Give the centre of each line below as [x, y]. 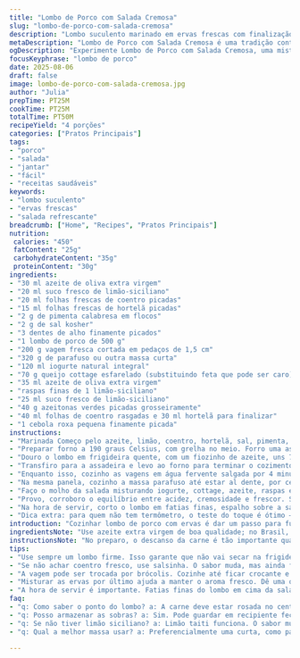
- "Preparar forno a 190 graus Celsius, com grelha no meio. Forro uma [145, 449]
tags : [19, 142]
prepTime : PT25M [39, 100]
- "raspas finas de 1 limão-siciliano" [83, 391]
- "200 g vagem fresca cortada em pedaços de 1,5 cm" [112, 349]
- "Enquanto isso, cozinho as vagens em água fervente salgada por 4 [142, 474]
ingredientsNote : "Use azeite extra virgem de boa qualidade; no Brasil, [150, 532]
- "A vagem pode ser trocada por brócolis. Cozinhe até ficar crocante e [150, 574]
